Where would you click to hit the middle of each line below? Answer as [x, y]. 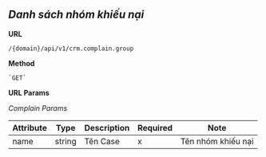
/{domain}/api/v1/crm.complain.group [71, 49]
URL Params [29, 92]
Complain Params [38, 108]
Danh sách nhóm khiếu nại [76, 15]
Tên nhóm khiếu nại [217, 141]
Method [22, 63]
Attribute [30, 128]
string [66, 141]
